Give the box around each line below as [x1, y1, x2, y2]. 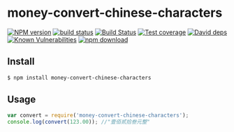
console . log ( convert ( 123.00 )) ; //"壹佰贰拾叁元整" [7, 119, 150, 126]
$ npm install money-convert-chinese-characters [7, 74, 152, 81]
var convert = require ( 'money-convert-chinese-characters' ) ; [7, 112, 189, 119]
